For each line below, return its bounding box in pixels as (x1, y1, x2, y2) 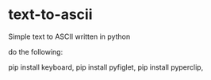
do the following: (8, 47, 63, 56)
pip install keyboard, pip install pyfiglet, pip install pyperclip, (8, 62, 204, 72)
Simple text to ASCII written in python (8, 32, 131, 41)
